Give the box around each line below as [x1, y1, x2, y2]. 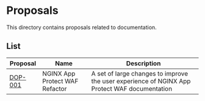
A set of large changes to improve [91, 69, 188, 77]
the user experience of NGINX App [91, 77, 191, 85]
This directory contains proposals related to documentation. [6, 24, 157, 31]
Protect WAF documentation [91, 84, 173, 93]
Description [126, 59, 161, 67]
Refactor [42, 84, 67, 93]
